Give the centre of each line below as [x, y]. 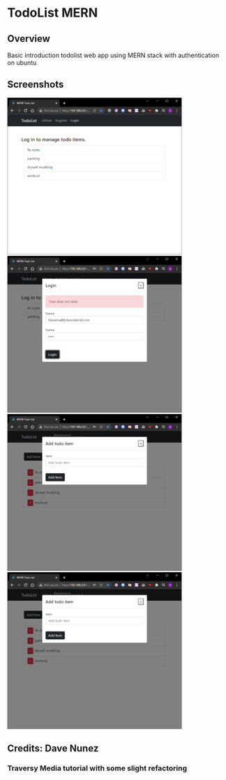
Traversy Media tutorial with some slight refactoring [97, 768]
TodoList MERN [53, 13]
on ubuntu [22, 63]
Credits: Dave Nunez [53, 748]
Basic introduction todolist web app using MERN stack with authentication [113, 55]
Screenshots [36, 85]
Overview [29, 39]
